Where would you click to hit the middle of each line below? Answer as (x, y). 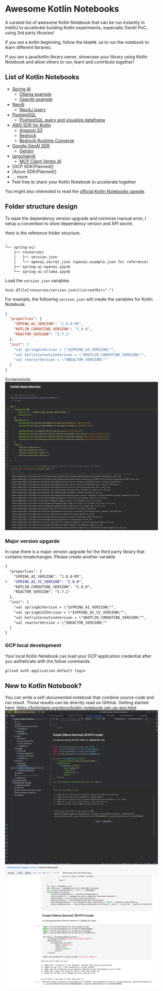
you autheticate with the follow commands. (48, 661)
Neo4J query (33, 109)
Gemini (26, 151)
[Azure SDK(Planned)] (34, 172)
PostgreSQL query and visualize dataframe (62, 120)
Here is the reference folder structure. (43, 233)
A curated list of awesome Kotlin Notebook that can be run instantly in (75, 22)
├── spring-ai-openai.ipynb (42, 267)
